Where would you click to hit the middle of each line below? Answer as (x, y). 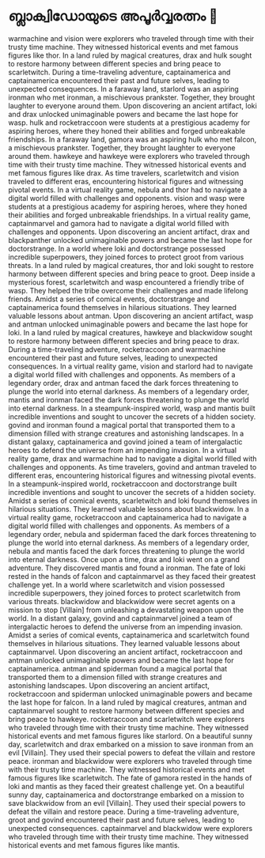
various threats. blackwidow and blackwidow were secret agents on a (122, 601)
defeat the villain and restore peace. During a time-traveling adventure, (124, 811)
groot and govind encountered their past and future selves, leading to (121, 820)
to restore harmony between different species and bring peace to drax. (124, 341)
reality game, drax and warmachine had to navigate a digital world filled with (132, 459)
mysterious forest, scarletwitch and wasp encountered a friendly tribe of (126, 282)
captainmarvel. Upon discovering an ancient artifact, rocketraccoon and (125, 652)
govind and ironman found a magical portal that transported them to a (122, 425)
